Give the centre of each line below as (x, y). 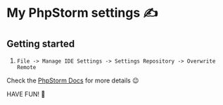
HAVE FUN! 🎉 (26, 94)
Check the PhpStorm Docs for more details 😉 (73, 80)
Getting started (41, 43)
